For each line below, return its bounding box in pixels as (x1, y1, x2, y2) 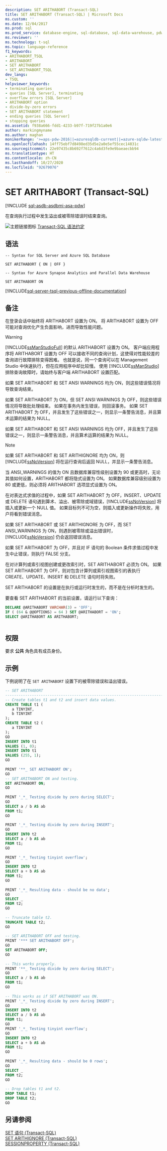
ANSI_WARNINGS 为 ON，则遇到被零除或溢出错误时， (5, 528, 116, 534)
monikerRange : (5, 137, 35, 142)
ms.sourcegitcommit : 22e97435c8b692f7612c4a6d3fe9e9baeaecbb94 (5, 146, 139, 151)
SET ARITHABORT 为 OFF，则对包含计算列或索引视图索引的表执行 (5, 568, 141, 574)
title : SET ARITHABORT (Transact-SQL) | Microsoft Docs (5, 12, 123, 17)
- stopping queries (5, 118, 46, 124)
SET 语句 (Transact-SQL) (5, 1130, 56, 1136)
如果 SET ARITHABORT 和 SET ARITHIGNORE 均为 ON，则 (5, 452, 125, 458)
